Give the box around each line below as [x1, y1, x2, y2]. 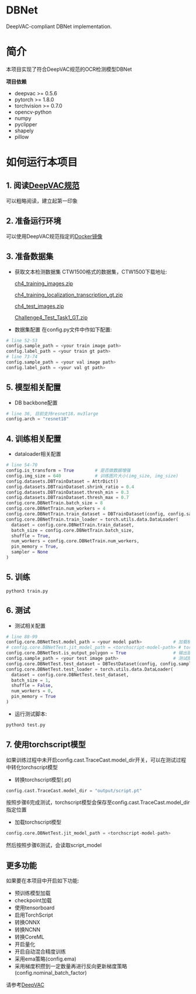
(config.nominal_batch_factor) [14, 969, 87, 976]
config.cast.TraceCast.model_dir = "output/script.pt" [6, 787, 142, 793]
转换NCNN [14, 926, 41, 933]
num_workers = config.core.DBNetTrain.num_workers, [11, 538, 140, 544]
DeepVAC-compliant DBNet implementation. [6, 23, 112, 30]
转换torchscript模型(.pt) [14, 776, 72, 783]
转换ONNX [14, 919, 41, 926]
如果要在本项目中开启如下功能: [6, 877, 80, 884]
